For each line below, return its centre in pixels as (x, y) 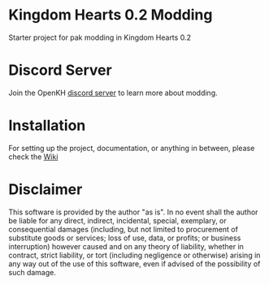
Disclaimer (46, 189)
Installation (47, 125)
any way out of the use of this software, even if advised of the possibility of (134, 263)
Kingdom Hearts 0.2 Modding (111, 15)
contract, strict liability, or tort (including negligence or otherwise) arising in (134, 255)
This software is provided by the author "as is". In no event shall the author (133, 212)
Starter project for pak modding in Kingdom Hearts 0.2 (100, 37)
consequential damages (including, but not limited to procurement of (123, 229)
